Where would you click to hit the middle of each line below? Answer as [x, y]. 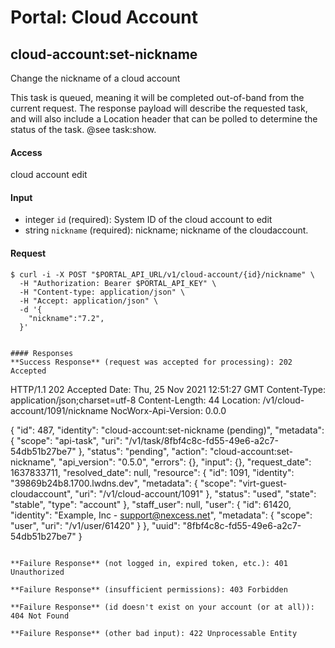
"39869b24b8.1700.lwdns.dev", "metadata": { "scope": [123, 483]
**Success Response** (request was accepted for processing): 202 [151, 362]
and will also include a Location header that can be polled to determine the [164, 119]
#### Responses [42, 353]
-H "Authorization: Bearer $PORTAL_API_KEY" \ [118, 283]
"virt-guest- [263, 483]
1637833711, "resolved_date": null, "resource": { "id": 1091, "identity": [152, 472]
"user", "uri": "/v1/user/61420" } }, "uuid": [95, 525]
